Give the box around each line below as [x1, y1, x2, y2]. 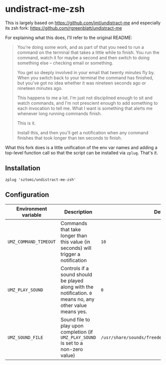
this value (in [60, 238, 90, 245]
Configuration [5, 191, 49, 199]
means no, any [60, 295, 95, 302]
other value [60, 302, 87, 309]
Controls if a [60, 265, 89, 272]
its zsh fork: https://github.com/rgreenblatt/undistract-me [5, 25, 122, 31]
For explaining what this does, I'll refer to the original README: [5, 35, 132, 41]
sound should [60, 271, 92, 278]
